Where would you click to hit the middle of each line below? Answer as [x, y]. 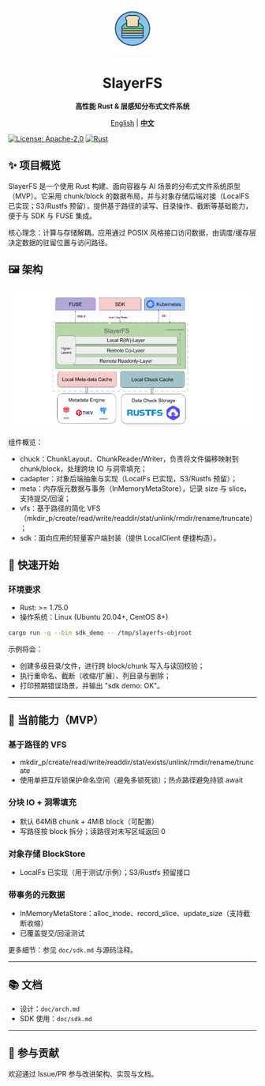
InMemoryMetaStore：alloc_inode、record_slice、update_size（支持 [131, 914]
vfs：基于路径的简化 [52, 508]
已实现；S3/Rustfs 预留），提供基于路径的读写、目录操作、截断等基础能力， [130, 206]
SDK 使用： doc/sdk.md [56, 1019]
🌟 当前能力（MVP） [56, 720]
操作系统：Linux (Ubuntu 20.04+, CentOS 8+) [94, 617]
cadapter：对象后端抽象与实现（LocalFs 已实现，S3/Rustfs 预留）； [129, 479]
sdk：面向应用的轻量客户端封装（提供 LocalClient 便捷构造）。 [120, 538]
